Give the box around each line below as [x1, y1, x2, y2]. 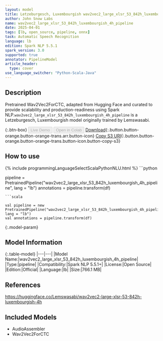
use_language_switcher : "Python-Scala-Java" [5, 71, 97, 76]
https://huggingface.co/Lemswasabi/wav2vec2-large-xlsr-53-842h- [5, 294, 142, 300]
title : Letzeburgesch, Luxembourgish [5, 12, 81, 17]
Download [85, 127, 106, 133]
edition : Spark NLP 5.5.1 [5, 43, 57, 48]
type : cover [9, 66, 34, 71]
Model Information [5, 238, 63, 246]
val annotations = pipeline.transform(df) [5, 215, 92, 221]
